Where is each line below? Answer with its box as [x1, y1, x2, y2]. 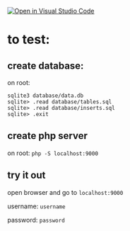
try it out [7, 169, 46, 181]
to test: [7, 32, 50, 47]
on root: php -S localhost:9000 [7, 149, 99, 157]
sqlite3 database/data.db [7, 92, 83, 99]
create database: [7, 60, 84, 72]
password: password [7, 215, 65, 224]
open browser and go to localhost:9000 [7, 188, 124, 196]
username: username [7, 202, 66, 210]
